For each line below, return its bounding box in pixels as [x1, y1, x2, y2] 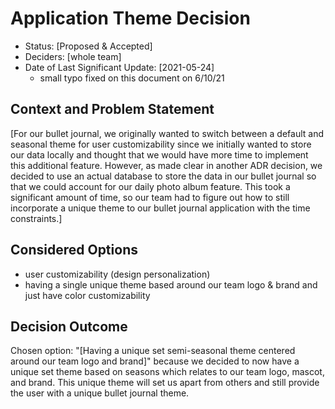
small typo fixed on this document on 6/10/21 [39, 72, 225, 84]
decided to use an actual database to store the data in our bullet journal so [10, 170, 317, 182]
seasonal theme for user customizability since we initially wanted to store [10, 138, 312, 150]
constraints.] [10, 212, 63, 224]
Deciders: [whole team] [24, 50, 122, 62]
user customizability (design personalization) [24, 268, 211, 280]
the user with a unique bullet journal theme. [10, 387, 190, 399]
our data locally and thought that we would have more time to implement [10, 148, 309, 161]
